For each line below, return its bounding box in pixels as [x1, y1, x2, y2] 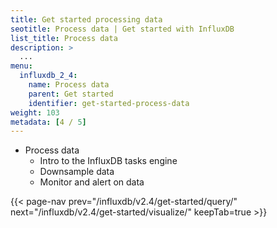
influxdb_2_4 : [19, 71, 78, 81]
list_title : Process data [10, 33, 118, 43]
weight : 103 [10, 107, 60, 118]
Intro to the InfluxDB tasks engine [39, 155, 178, 167]
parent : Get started [28, 89, 114, 99]
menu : [10, 61, 33, 71]
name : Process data [28, 80, 110, 90]
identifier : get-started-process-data [28, 98, 190, 108]
